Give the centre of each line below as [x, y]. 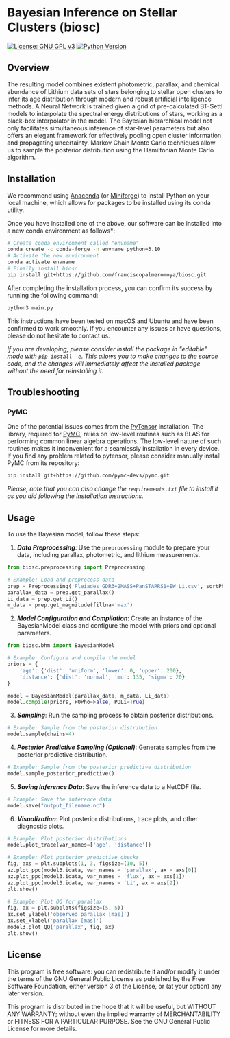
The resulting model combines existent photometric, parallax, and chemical [113, 84]
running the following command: [53, 295]
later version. [26, 993]
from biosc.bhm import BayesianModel [61, 646]
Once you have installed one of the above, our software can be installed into [115, 223]
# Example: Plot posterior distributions [67, 838]
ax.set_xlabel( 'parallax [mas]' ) [55, 921]
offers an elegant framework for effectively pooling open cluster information [114, 135]
